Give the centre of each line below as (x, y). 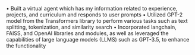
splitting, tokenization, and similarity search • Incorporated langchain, (91, 27)
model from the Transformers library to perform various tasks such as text (97, 21)
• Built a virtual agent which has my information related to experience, (92, 8)
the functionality (26, 46)
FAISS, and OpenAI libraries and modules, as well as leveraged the (87, 33)
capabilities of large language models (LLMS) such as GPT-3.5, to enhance (98, 39)
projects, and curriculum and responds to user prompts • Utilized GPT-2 (95, 15)
